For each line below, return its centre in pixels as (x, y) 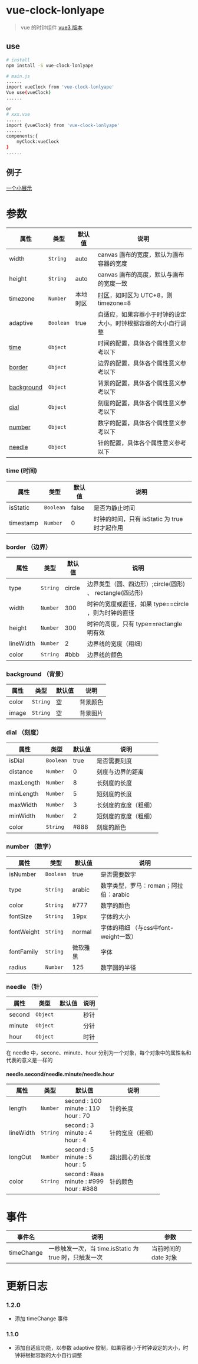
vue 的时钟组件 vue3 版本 (51, 27)
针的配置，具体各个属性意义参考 (142, 442)
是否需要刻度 (114, 761)
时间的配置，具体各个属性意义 (139, 343)
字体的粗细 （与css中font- (137, 927)
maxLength (25, 782)
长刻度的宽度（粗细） (126, 805)
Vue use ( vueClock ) (29, 93)
